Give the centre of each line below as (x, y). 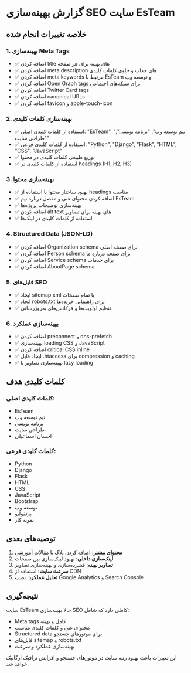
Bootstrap (26, 501)
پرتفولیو (23, 514)
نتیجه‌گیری (22, 596)
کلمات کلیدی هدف (35, 381)
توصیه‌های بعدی (31, 538)
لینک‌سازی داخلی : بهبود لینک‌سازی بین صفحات (64, 559)
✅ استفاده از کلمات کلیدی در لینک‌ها (53, 218)
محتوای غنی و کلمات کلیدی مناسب (52, 627)
